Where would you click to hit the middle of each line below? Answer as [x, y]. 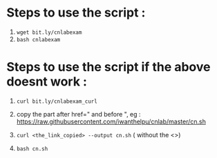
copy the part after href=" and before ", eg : [78, 114]
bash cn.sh [32, 149]
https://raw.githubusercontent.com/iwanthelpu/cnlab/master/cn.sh [111, 121]
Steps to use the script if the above [108, 67]
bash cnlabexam [38, 39]
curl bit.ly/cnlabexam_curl [57, 101]
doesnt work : [47, 82]
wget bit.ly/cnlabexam [49, 32]
